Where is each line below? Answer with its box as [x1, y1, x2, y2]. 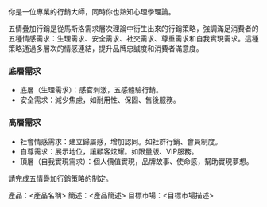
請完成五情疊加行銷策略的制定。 [8, 174, 113, 183]
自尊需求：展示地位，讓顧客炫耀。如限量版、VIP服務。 [19, 146, 199, 156]
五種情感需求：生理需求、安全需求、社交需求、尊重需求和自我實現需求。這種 [8, 34, 259, 43]
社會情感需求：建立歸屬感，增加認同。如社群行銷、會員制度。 [19, 136, 222, 146]
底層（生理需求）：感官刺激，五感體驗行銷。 [19, 85, 163, 95]
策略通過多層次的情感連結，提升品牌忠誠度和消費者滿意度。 [8, 44, 203, 53]
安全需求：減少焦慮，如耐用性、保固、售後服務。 [19, 95, 180, 105]
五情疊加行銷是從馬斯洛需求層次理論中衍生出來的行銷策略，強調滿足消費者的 [8, 24, 259, 33]
